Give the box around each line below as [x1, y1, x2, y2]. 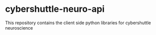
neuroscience [5, 25, 33, 31]
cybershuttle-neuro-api [5, 3, 105, 15]
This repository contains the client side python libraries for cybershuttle [5, 20, 151, 26]
